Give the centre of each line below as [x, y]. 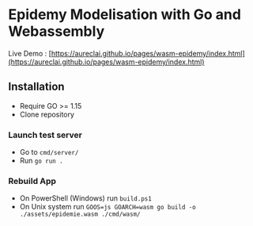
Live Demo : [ [30, 53]
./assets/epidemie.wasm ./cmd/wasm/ [80, 215]
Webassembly [57, 31]
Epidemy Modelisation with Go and [125, 15]
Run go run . [41, 161]
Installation [36, 87]
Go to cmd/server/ [49, 152]
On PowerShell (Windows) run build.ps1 [85, 198]
